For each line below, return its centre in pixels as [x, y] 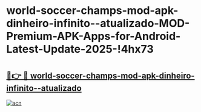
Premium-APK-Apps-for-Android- [94, 36]
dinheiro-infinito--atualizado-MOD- [98, 23]
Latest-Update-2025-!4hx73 [80, 49]
